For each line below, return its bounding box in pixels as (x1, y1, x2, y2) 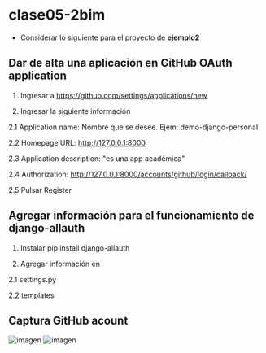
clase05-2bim (8, 6, 106, 24)
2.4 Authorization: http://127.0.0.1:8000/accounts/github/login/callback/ (8, 169, 247, 179)
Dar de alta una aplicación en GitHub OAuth (8, 56, 233, 70)
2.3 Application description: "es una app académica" (8, 153, 185, 163)
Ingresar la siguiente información (20, 106, 131, 115)
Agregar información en (20, 259, 100, 268)
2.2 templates (8, 290, 55, 300)
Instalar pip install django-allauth (20, 242, 130, 253)
